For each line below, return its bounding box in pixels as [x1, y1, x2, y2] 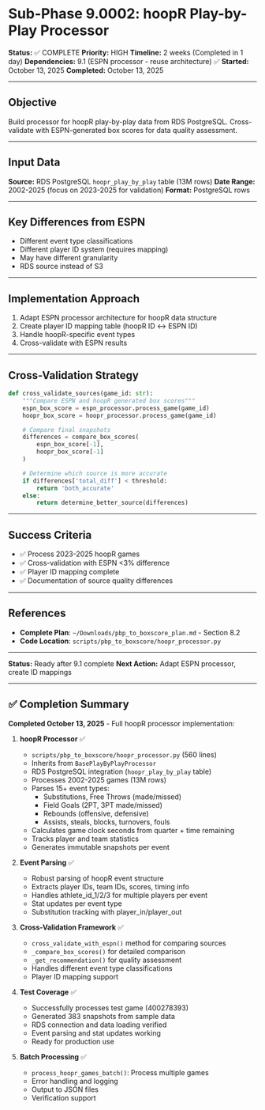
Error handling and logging [31, 1076, 118, 1085]
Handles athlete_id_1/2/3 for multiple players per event [31, 890, 208, 900]
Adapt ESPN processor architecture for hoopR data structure [19, 313, 217, 323]
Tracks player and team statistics [31, 834, 140, 843]
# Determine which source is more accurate [22, 469, 168, 477]
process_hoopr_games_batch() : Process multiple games [31, 1067, 209, 1077]
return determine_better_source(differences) [36, 499, 189, 507]
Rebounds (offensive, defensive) [43, 809, 149, 818]
